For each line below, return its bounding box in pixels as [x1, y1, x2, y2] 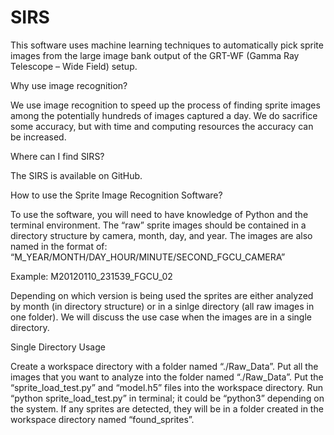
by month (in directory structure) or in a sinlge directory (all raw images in [10, 300, 315, 312]
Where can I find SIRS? [10, 150, 105, 162]
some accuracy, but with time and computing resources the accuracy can [10, 120, 314, 132]
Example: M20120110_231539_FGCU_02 [10, 270, 173, 282]
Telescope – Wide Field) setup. [10, 60, 138, 72]
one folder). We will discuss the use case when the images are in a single [10, 311, 312, 323]
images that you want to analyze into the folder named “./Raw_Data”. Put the [10, 371, 324, 383]
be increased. [10, 131, 67, 143]
